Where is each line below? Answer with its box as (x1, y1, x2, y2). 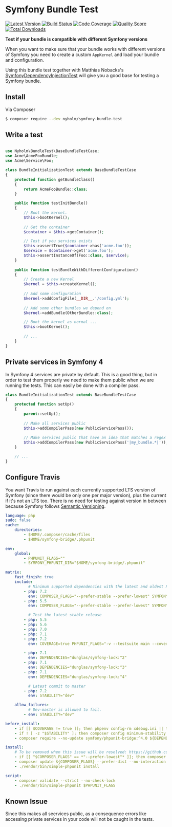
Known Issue (5, 797, 48, 805)
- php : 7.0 (24, 627, 47, 632)
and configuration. (5, 57, 45, 63)
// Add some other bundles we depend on (24, 305, 111, 310)
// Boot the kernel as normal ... (24, 320, 97, 325)
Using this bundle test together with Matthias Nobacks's (5, 67, 124, 73)
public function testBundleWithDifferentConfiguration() (14, 267, 139, 272)
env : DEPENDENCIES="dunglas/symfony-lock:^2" (28, 655, 127, 660)
